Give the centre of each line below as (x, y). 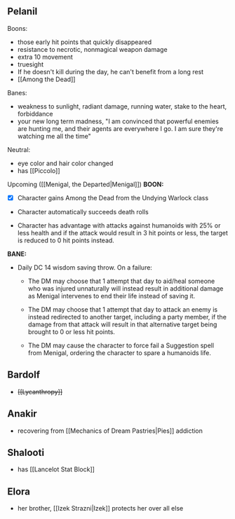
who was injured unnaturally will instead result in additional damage (126, 288)
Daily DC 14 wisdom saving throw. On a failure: (85, 267)
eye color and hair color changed (65, 163)
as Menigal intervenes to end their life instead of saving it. (112, 296)
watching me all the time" (54, 136)
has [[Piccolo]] (39, 170)
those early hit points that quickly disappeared (85, 42)
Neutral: (19, 149)
